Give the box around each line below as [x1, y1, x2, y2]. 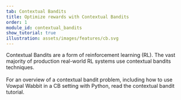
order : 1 [6, 19, 27, 25]
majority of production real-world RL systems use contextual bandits [6, 58, 171, 65]
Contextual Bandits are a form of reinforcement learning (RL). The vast [6, 52, 176, 58]
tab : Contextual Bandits [6, 8, 67, 15]
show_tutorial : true [6, 30, 57, 36]
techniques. [6, 64, 34, 70]
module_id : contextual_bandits [6, 24, 82, 31]
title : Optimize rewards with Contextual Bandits [6, 14, 130, 20]
